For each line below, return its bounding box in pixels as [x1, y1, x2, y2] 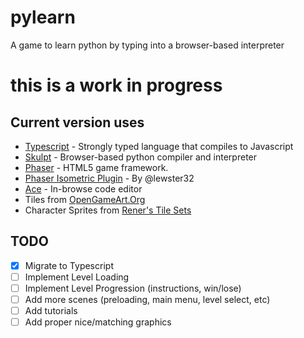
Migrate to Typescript [24, 259, 114, 271]
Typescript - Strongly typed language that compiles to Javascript [24, 140, 294, 152]
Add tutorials [24, 305, 78, 316]
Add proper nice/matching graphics [24, 316, 172, 328]
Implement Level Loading [24, 271, 130, 283]
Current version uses [10, 114, 145, 131]
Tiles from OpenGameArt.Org [24, 193, 146, 205]
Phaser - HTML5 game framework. [24, 161, 169, 173]
